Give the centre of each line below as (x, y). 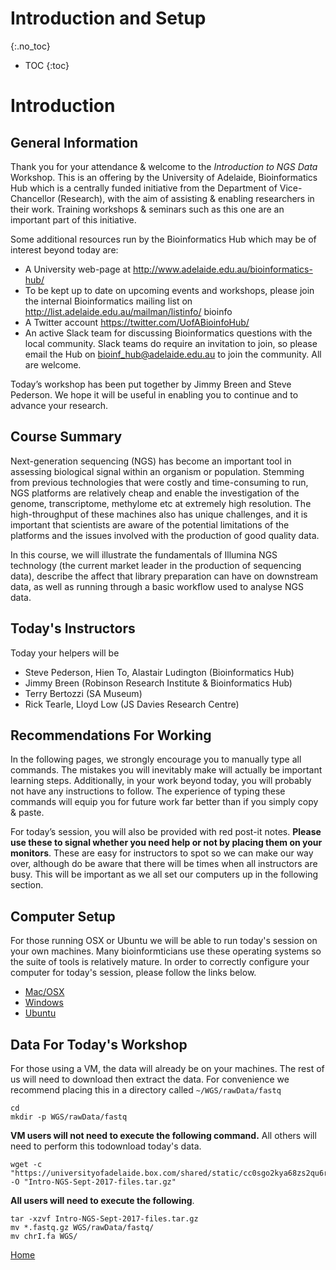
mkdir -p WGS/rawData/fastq (69, 1117)
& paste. (27, 813)
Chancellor (33, 198)
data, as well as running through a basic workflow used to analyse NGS (157, 586)
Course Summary (66, 437)
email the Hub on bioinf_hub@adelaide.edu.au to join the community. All (173, 354)
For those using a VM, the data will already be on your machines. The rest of (167, 1068)
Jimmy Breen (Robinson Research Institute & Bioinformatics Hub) (158, 683)
